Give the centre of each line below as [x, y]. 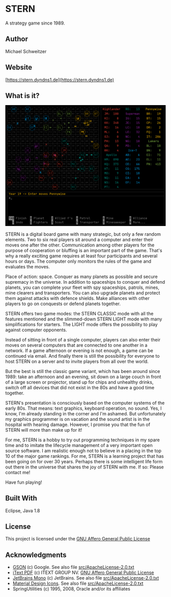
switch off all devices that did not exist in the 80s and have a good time [80, 387]
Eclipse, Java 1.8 [23, 510]
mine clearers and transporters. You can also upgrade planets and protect [83, 293]
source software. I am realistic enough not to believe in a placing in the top [83, 451]
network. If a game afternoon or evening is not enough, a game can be [79, 351]
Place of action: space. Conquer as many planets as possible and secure [81, 277]
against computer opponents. [36, 330]
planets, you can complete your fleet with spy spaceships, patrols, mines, [82, 287]
